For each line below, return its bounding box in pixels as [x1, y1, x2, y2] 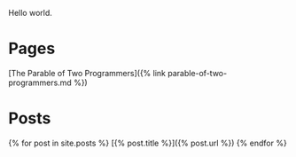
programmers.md [8, 77, 72, 88]
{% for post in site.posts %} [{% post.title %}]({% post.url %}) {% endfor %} [8, 137, 287, 148]
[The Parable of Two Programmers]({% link [8, 67, 166, 78]
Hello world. [8, 8, 52, 18]
